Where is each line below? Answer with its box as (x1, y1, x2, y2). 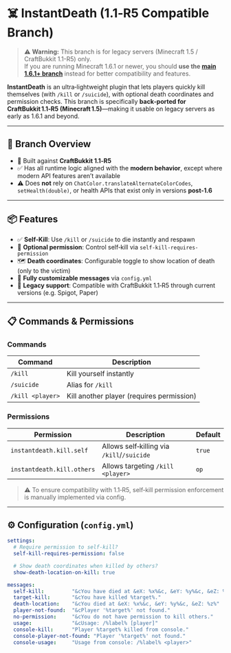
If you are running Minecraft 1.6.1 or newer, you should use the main (23, 62, 217, 70)
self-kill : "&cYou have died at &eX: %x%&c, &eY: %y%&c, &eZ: (13, 588, 220, 595)
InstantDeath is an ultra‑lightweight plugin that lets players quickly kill (7, 82, 206, 91)
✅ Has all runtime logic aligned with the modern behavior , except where (16, 164, 223, 172)
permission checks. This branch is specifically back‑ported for (7, 97, 187, 105)
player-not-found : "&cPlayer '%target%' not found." (13, 607, 170, 614)
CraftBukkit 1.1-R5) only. (23, 54, 91, 63)
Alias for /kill (66, 380, 113, 390)
